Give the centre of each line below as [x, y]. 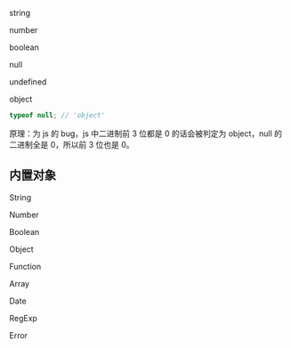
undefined [28, 82]
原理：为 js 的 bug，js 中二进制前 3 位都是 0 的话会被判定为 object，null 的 [146, 134]
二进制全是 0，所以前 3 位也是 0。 [72, 144]
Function [25, 266]
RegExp [24, 318]
